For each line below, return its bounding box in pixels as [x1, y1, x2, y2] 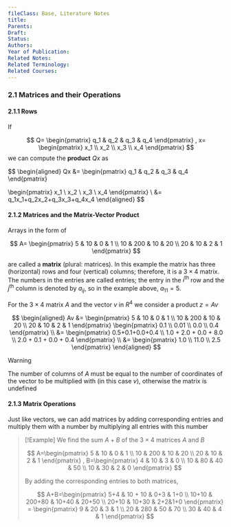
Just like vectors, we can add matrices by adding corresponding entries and [8, 415, 223, 423]
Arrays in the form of [8, 226, 67, 234]
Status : [8, 36, 30, 43]
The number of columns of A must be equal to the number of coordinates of [8, 369, 223, 378]
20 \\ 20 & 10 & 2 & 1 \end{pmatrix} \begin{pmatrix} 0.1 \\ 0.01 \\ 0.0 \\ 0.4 [13, 321, 219, 329]
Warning [8, 356, 32, 364]
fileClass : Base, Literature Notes [8, 10, 110, 17]
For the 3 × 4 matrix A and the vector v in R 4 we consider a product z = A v [8, 299, 219, 309]
